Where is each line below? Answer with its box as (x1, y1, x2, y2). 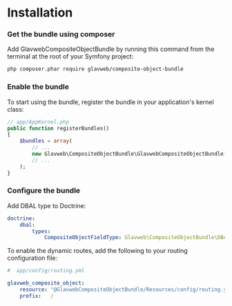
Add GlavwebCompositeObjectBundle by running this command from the (7, 45, 215, 53)
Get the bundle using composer (7, 30, 115, 39)
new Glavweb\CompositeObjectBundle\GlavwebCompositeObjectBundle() (32, 150, 230, 158)
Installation (7, 5, 73, 21)
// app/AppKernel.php (7, 119, 70, 125)
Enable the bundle (7, 82, 69, 92)
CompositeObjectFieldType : (43, 234, 122, 241)
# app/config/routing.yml (7, 267, 85, 274)
